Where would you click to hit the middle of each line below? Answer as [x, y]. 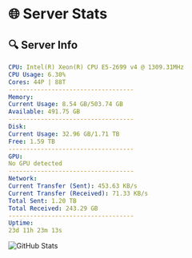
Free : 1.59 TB [32, 141]
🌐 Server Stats [58, 14]
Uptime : [21, 223]
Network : [23, 179]
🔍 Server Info [43, 45]
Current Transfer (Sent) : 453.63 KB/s [73, 186]
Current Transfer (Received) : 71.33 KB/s [78, 193]
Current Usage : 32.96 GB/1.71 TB [64, 134]
